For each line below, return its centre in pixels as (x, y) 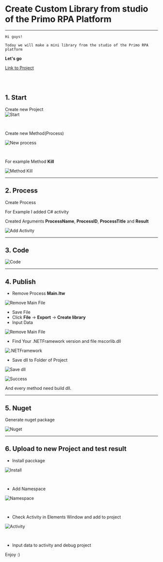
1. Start (16, 98)
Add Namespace (29, 489)
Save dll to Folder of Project (40, 360)
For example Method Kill (30, 161)
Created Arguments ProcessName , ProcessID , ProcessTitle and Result (77, 221)
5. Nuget (18, 408)
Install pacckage (28, 460)
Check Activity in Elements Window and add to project (66, 517)
